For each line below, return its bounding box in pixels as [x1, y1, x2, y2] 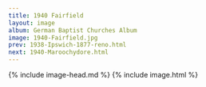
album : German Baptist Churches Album [8, 26, 137, 34]
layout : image [8, 19, 56, 27]
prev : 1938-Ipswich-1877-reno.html [8, 41, 127, 49]
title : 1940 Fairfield [8, 11, 84, 20]
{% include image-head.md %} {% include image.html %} [8, 70, 198, 79]
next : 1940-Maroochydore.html [8, 48, 109, 56]
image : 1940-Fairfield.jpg [8, 33, 98, 42]
